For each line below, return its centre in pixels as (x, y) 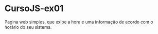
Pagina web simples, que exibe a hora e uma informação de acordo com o (79, 22)
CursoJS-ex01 (34, 8)
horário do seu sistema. (28, 27)
